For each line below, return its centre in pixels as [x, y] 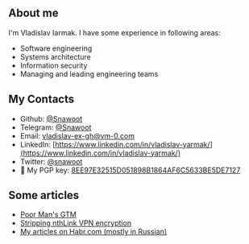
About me [33, 13]
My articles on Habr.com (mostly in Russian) [93, 232]
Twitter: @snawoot [51, 161]
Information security [54, 65]
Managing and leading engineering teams [89, 74]
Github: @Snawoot [51, 118]
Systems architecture [55, 56]
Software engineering [56, 48]
